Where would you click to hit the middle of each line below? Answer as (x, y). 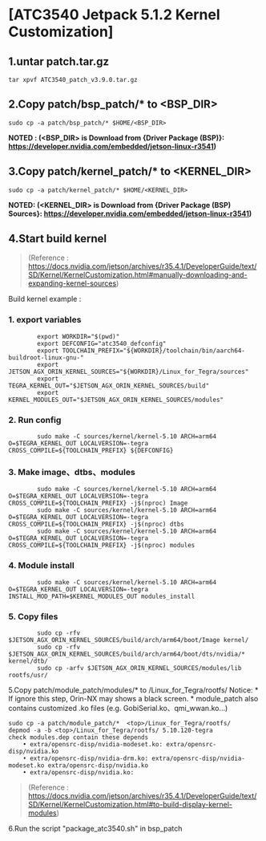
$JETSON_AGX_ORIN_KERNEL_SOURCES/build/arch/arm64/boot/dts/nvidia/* (127, 654)
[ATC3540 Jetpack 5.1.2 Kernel (114, 15)
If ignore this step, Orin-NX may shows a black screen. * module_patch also (133, 698)
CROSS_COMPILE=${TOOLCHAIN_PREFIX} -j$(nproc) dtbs (96, 524)
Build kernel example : (45, 299)
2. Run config (35, 420)
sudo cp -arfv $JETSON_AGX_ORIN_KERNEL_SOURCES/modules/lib (139, 668)
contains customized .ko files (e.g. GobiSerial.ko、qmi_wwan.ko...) (118, 708)
